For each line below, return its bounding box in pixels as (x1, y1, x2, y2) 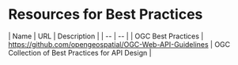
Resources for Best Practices (8, 5, 203, 23)
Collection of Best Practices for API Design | (8, 48, 152, 57)
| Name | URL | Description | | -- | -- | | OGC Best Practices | (8, 31, 204, 41)
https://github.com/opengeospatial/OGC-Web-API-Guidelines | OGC (8, 39, 231, 49)
